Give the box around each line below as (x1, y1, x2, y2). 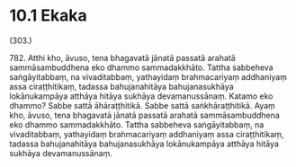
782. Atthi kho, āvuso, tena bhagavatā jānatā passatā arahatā (9, 52, 236, 63)
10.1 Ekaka (9, 5, 87, 26)
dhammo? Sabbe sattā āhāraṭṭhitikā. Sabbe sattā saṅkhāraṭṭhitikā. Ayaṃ (9, 100, 276, 110)
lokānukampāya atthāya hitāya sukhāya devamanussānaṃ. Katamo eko (9, 91, 274, 101)
